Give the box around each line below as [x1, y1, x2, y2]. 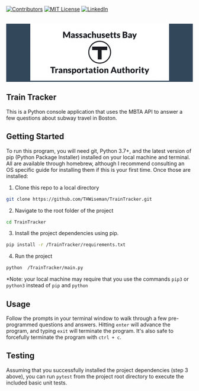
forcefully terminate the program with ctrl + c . [6, 334, 121, 341]
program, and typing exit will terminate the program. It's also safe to [6, 327, 174, 334]
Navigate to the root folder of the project [14, 207, 114, 214]
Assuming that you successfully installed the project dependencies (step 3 [6, 366, 188, 373]
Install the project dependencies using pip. [14, 230, 119, 237]
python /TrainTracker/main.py [6, 265, 84, 271]
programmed [6, 321, 38, 328]
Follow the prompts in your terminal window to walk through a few [6, 315, 167, 322]
